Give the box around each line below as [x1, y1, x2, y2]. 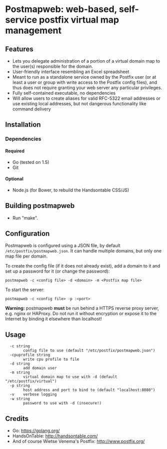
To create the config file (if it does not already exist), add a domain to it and [5, 263, 160, 269]
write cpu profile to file [23, 357, 79, 362]
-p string [9, 383, 30, 388]
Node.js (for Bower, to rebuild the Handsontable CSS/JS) [12, 187, 129, 193]
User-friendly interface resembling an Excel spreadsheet [12, 69, 129, 75]
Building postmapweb [5, 201, 75, 210]
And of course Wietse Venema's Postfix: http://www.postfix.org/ [12, 438, 145, 444]
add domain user [23, 366, 57, 371]
